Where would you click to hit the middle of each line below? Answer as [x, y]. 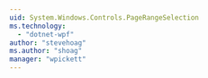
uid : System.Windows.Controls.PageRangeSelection [104, 17]
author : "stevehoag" [48, 43]
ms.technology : [38, 26]
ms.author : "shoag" [46, 51]
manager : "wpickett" [48, 59]
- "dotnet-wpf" [46, 34]
